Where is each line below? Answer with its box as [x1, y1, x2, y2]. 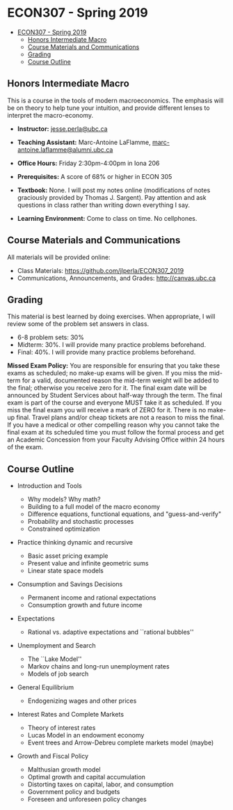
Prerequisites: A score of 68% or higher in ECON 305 [17, 172, 172, 180]
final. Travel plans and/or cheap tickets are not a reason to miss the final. [16, 413, 225, 422]
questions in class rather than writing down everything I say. [17, 201, 190, 209]
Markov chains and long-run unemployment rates [27, 662, 170, 671]
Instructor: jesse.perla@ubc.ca [17, 124, 108, 133]
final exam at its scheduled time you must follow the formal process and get [7, 428, 225, 437]
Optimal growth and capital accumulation [27, 773, 146, 781]
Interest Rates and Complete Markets [17, 710, 124, 719]
